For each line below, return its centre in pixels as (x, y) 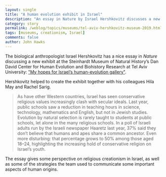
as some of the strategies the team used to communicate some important (80, 164)
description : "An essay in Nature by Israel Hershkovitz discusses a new (83, 19)
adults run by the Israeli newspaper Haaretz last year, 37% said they (87, 128)
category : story (22, 24)
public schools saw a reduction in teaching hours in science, (79, 107)
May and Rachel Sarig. (28, 87)
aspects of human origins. (32, 169)
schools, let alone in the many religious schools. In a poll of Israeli (84, 122)
